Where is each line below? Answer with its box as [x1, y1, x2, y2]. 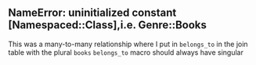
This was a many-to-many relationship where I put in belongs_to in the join [8, 39, 248, 49]
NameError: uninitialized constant [8, 6, 177, 20]
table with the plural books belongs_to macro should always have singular [8, 47, 244, 57]
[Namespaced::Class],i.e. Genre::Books [8, 19, 207, 32]
